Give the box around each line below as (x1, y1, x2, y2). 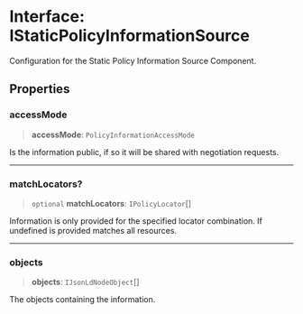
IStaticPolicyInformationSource (9, 25, 250, 46)
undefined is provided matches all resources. (9, 225, 178, 235)
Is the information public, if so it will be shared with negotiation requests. (9, 146, 280, 157)
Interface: (9, 6, 86, 27)
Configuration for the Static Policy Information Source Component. (9, 55, 257, 66)
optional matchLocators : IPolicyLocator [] (31, 198, 192, 208)
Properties (9, 81, 70, 97)
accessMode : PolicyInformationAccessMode (31, 129, 196, 140)
